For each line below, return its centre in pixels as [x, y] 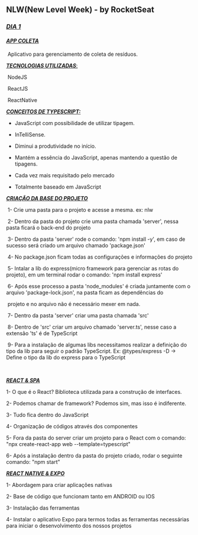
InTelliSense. [30, 134]
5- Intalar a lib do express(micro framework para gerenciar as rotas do [93, 268]
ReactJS [18, 88]
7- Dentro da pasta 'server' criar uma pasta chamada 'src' [78, 315]
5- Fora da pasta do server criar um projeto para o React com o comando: [96, 438]
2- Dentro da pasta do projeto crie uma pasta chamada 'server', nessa [93, 221]
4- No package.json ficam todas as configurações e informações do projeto [100, 257]
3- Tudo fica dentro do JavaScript [47, 415]
